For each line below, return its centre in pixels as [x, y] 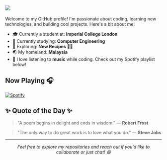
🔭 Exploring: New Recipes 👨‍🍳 [42, 46]
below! [19, 64]
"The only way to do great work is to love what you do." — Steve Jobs [89, 132]
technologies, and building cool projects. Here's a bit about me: [70, 24]
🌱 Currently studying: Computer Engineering [59, 41]
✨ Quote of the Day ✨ [39, 111]
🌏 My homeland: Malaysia [40, 52]
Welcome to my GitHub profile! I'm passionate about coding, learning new [81, 19]
